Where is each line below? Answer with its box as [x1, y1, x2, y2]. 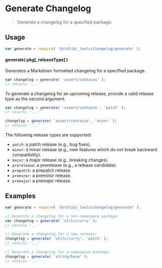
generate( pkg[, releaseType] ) [5, 57, 69, 63]
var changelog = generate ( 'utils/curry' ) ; [5, 218, 97, 223]
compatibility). [12, 152, 42, 158]
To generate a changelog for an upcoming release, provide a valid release [5, 90, 154, 96]
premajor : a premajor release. [12, 178, 72, 184]
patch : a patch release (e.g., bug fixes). [12, 141, 92, 147]
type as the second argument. [5, 96, 66, 102]
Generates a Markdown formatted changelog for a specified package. [5, 67, 146, 73]
